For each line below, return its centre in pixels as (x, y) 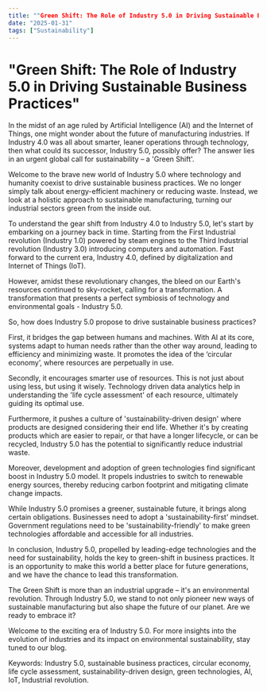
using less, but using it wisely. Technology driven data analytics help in (124, 387)
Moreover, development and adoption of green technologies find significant (132, 468)
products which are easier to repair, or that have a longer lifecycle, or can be (133, 436)
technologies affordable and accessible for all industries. (101, 534)
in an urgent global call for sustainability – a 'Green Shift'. (101, 159)
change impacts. (36, 493)
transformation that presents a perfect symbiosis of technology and (119, 298)
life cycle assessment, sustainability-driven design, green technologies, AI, (130, 671)
